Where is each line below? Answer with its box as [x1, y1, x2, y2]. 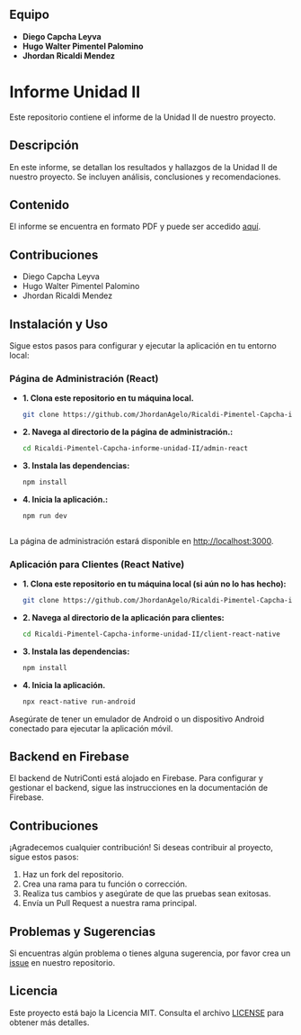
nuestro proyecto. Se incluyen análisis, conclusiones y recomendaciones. [9, 171, 281, 182]
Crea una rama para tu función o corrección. [22, 878, 188, 890]
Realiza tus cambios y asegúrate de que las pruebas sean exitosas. [22, 888, 271, 899]
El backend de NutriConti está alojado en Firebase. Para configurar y [9, 773, 263, 784]
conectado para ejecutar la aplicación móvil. [9, 722, 173, 733]
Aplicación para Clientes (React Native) [9, 558, 185, 570]
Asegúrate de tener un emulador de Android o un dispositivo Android [9, 713, 265, 724]
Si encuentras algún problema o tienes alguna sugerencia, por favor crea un [9, 948, 291, 958]
